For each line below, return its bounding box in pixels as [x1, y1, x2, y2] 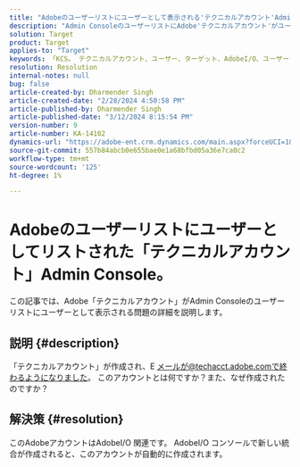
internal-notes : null [9, 71, 90, 80]
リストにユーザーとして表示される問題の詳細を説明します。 [9, 307, 228, 318]
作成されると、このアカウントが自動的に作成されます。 [24, 448, 228, 459]
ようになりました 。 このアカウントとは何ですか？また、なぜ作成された [24, 372, 286, 382]
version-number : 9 [9, 121, 78, 130]
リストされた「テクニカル [39, 242, 229, 263]
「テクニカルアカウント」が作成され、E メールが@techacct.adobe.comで [9, 361, 279, 371]
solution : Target [9, 29, 74, 38]
